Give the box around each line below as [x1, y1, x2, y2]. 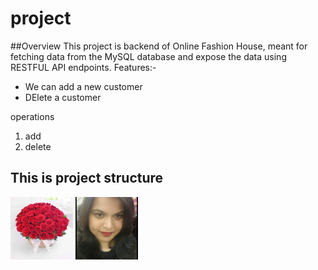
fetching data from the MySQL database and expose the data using [10, 50, 287, 62]
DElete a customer [24, 91, 102, 103]
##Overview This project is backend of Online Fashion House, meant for [10, 40, 308, 52]
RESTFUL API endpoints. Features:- [10, 61, 157, 73]
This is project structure [10, 170, 164, 187]
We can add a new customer [24, 80, 143, 92]
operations [10, 110, 55, 122]
